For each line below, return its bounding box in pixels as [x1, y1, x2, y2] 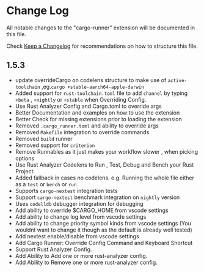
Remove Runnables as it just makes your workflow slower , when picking [15, 148, 199, 155]
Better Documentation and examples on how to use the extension [15, 108, 180, 116]
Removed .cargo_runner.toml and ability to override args [15, 122, 159, 129]
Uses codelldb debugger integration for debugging [15, 200, 144, 207]
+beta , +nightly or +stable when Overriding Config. [15, 96, 147, 103]
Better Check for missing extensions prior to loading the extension [15, 115, 182, 123]
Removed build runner [15, 135, 73, 142]
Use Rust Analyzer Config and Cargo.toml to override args [15, 102, 162, 110]
